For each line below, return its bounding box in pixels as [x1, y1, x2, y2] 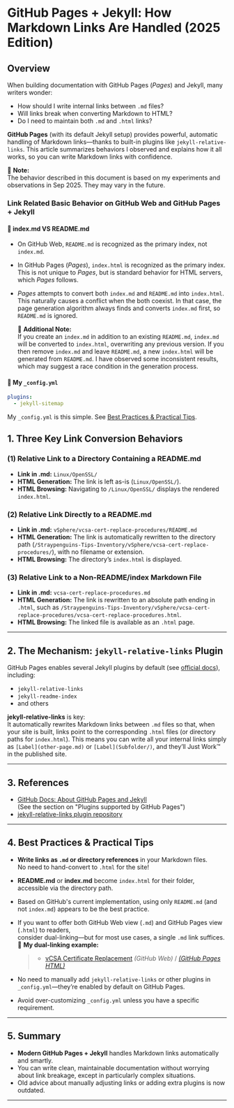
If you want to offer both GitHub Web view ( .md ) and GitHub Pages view [17, 918, 223, 926]
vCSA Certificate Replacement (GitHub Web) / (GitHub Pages [45, 954, 221, 962]
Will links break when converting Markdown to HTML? [17, 110, 173, 117]
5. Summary [7, 1030, 61, 1042]
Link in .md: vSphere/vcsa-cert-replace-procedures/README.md [17, 525, 197, 534]
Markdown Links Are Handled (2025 [7, 20, 221, 36]
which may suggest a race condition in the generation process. [17, 362, 198, 371]
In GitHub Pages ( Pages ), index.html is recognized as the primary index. [17, 261, 226, 270]
